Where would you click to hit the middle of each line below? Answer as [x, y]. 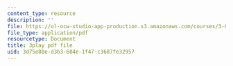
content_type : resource [42, 13]
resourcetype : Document [42, 39]
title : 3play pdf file [40, 45]
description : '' [31, 20]
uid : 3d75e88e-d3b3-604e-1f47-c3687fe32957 [71, 52]
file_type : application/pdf [48, 33]
